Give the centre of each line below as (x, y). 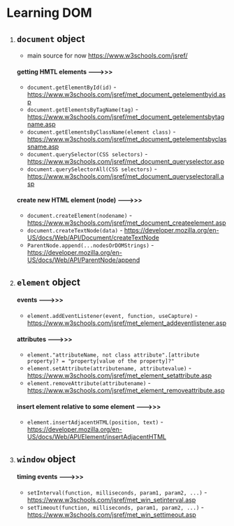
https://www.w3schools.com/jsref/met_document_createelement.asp (126, 223)
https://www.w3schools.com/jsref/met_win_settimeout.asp (111, 515)
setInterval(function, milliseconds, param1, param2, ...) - (117, 492)
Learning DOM (49, 13)
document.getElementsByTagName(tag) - (83, 109)
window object (46, 459)
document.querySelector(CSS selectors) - (87, 154)
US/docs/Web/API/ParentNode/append (83, 260)
